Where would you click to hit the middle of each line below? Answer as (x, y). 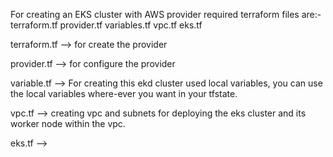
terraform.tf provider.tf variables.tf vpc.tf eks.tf (106, 25)
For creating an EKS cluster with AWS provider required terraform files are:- (166, 14)
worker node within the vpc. (68, 123)
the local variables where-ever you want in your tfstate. (124, 93)
